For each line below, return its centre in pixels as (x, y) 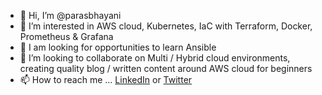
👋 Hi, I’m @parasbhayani (70, 15)
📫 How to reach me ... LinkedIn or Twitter (106, 79)
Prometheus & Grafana (66, 36)
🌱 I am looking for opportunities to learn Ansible (118, 47)
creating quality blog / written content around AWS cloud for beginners (166, 68)
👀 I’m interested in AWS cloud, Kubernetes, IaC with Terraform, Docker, (166, 26)
